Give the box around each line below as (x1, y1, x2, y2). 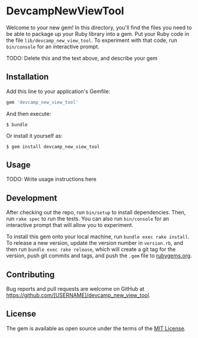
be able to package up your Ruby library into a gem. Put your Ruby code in (6, 30, 190, 37)
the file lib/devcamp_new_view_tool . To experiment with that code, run (6, 36, 178, 44)
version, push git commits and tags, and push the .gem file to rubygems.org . (6, 252, 193, 259)
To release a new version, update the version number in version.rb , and (6, 239, 184, 247)
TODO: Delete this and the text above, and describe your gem (6, 54, 158, 62)
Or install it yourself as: (6, 132, 63, 139)
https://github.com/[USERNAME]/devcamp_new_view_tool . (6, 291, 151, 299)
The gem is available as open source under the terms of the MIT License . (6, 324, 186, 332)
